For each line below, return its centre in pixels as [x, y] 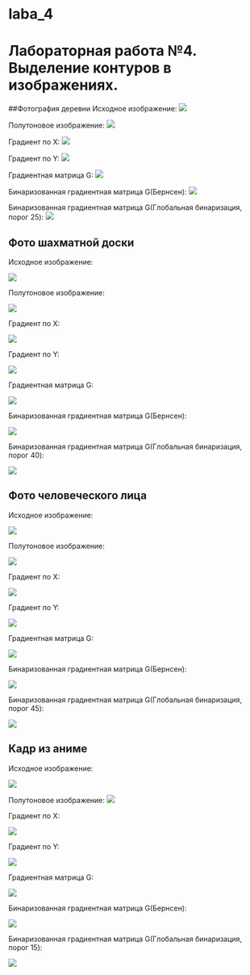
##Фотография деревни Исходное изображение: [93, 109]
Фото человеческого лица [78, 496]
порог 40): [26, 455]
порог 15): [25, 947]
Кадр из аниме [48, 749]
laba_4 [31, 14]
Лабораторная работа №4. [103, 51]
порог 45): [26, 708]
